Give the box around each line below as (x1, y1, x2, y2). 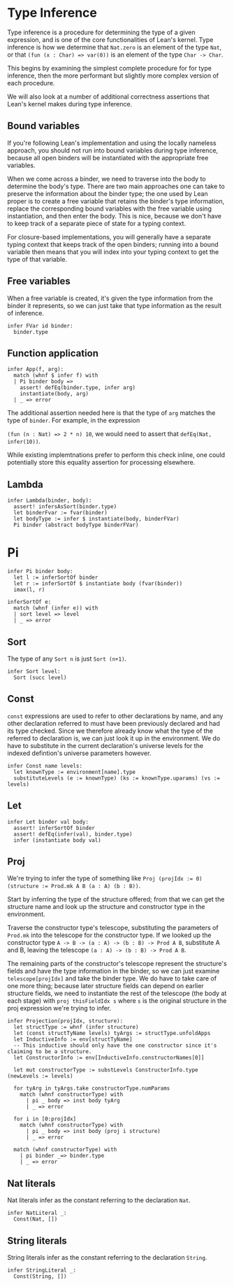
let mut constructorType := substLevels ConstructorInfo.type (13, 1067, 198, 1074)
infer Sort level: (7, 668, 61, 675)
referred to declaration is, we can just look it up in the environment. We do (7, 733, 221, 743)
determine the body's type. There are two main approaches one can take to (7, 182, 225, 190)
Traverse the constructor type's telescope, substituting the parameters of (7, 924, 219, 932)
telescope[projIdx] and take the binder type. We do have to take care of (7, 974, 217, 983)
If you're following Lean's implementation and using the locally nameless (7, 139, 217, 147)
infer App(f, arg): (7, 366, 64, 373)
